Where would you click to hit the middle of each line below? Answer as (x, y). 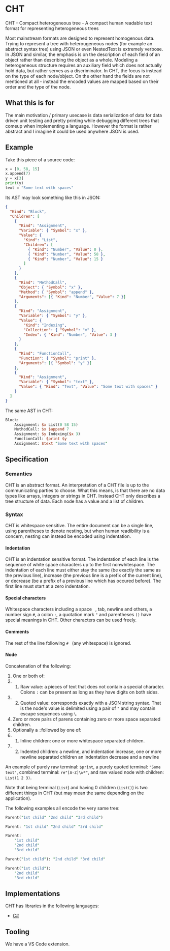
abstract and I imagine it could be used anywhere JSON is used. (72, 131)
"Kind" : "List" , (41, 240)
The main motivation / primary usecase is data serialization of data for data (84, 115)
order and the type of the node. (38, 87)
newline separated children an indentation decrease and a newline (90, 757)
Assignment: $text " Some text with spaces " (61, 444)
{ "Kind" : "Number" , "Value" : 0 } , (65, 249)
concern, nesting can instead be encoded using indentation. (68, 536)
